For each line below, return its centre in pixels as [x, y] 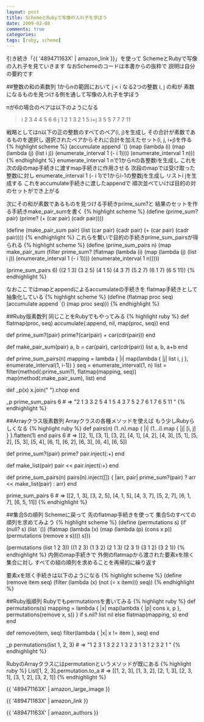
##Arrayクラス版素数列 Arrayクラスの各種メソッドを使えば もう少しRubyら [100, 421]
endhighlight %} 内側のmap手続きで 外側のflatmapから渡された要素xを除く [100, 555]
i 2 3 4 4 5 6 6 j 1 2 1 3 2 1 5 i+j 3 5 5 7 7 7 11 [76, 119]
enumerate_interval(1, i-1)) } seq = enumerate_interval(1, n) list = [86, 365]
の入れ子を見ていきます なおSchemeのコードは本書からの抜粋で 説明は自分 [101, 66]
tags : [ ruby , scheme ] [34, 40]
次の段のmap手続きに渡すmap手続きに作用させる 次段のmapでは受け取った [101, 168]
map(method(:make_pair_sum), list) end [56, 378]
